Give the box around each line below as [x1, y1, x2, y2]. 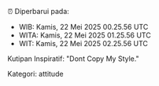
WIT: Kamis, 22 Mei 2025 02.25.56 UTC [18, 39, 149, 48]
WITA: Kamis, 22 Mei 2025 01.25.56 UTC [18, 30, 151, 40]
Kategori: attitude [7, 70, 64, 78]
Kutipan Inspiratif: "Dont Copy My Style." [7, 54, 139, 63]
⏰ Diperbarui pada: [7, 7, 70, 16]
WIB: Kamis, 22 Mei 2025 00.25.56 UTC [18, 23, 149, 31]
